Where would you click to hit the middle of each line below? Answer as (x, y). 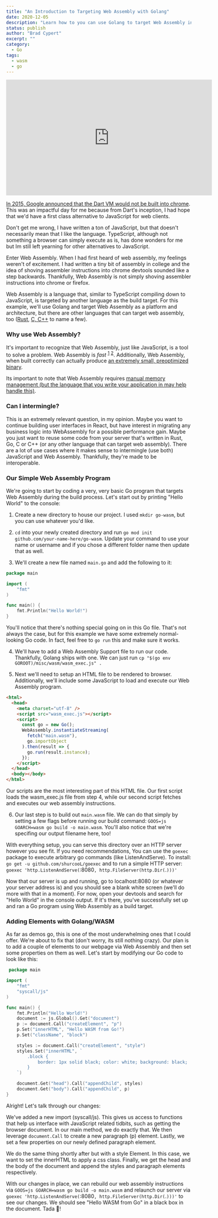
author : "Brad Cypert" (34, 34)
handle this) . (21, 391)
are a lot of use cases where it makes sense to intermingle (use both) (90, 450)
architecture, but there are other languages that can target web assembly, (95, 313)
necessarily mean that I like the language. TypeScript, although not (87, 234)
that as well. (29, 551)
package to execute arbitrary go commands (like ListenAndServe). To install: (99, 857)
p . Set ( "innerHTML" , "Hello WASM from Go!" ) (71, 1030)
